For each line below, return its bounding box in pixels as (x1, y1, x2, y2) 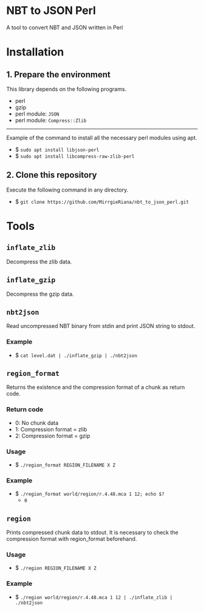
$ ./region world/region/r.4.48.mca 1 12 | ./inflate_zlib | (15, 593, 173, 600)
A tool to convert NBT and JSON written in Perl (6, 24, 123, 31)
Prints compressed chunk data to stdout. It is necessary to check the (6, 529, 178, 536)
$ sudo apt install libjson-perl (15, 145, 100, 153)
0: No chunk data (15, 419, 59, 426)
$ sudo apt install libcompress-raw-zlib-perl (15, 152, 135, 159)
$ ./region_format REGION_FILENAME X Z (15, 461, 116, 468)
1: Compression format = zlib (15, 425, 87, 433)
